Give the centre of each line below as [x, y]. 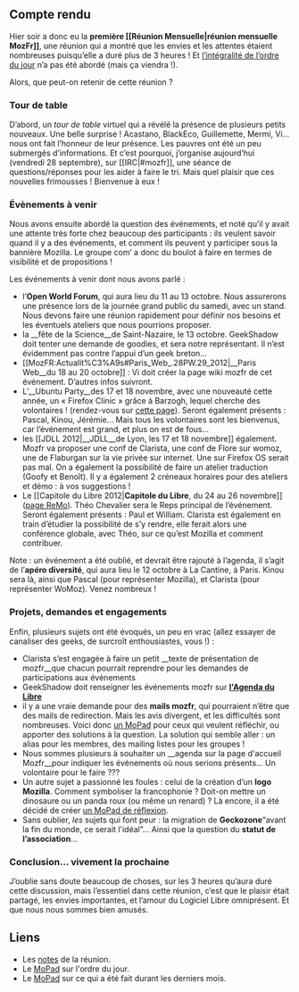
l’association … [50, 838]
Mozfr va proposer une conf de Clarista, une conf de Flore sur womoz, [152, 448]
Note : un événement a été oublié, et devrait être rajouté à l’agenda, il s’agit [147, 561]
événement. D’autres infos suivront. [87, 382]
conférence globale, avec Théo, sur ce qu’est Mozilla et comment [142, 534]
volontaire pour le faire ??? [71, 772]
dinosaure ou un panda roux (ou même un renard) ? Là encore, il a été [150, 800]
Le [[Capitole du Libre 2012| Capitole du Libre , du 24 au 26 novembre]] [152, 496]
